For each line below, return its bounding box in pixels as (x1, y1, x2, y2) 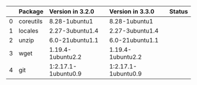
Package (18, 8, 44, 15)
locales (18, 27, 39, 34)
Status (169, 8, 188, 15)
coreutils (18, 17, 43, 25)
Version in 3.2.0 (49, 8, 95, 15)
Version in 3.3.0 (109, 8, 155, 15)
